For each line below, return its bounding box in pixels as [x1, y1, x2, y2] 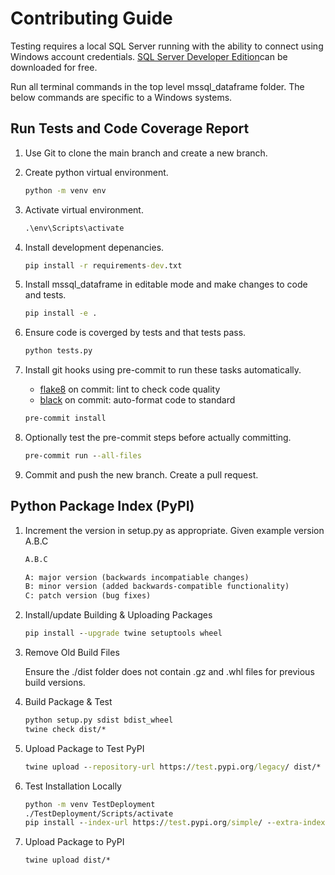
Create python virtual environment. [24, 166, 169, 178]
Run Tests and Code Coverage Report [10, 120, 250, 137]
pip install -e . [24, 308, 98, 319]
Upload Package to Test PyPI [24, 742, 145, 754]
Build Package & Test [24, 696, 113, 708]
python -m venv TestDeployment [24, 799, 156, 809]
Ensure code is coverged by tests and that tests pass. [24, 327, 247, 339]
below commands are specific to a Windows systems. [10, 91, 233, 103]
